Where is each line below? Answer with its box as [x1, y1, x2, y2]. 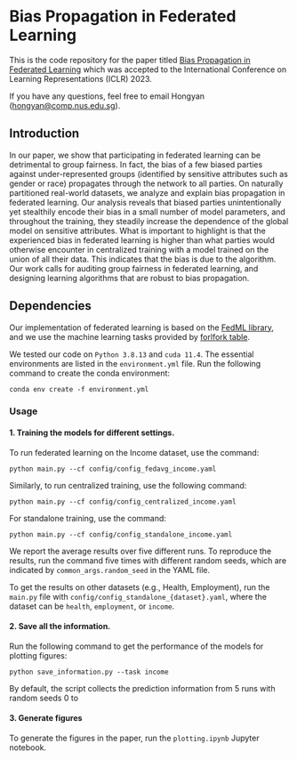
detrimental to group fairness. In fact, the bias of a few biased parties [9, 158, 263, 170]
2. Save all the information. [9, 621, 111, 632]
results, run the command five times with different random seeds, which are [9, 554, 287, 566]
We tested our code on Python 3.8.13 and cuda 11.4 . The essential [9, 349, 254, 360]
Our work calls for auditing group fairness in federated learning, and [9, 263, 259, 273]
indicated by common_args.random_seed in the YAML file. [9, 564, 211, 575]
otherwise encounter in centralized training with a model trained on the [9, 244, 269, 255]
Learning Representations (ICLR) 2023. [9, 73, 153, 84]
